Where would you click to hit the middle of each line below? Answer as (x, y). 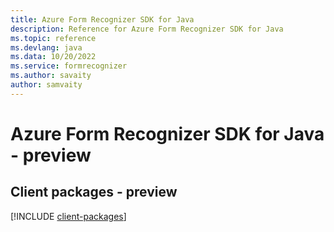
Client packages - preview (94, 192)
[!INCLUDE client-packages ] (68, 216)
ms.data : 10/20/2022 (53, 57)
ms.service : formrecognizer (69, 66)
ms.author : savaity (51, 76)
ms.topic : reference (53, 38)
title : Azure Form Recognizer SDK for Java (102, 19)
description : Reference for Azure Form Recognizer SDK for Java (147, 29)
